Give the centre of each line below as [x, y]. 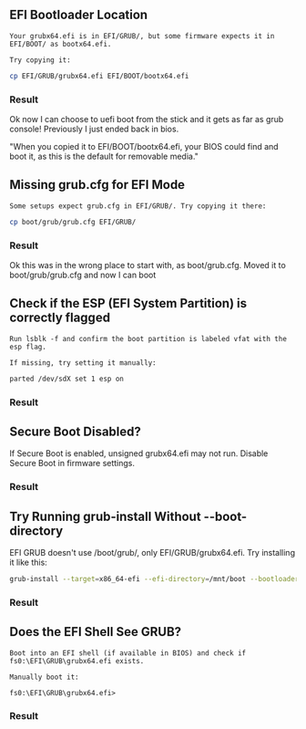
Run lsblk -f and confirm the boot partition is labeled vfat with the [148, 338]
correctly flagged [60, 318]
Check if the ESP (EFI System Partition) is [128, 303]
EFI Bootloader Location [79, 15]
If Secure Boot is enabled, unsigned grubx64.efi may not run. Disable [139, 453]
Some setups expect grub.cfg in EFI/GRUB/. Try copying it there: [138, 206]
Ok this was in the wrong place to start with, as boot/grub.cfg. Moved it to [148, 265]
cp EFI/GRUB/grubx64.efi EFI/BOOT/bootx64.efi [99, 76]
